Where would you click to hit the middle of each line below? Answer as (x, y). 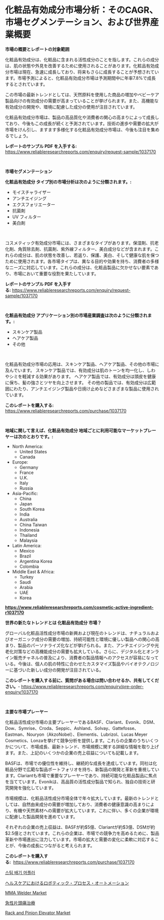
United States (33, 451)
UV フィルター (27, 217)
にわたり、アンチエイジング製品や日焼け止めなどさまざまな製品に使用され (84, 389)
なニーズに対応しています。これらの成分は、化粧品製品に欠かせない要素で (80, 267)
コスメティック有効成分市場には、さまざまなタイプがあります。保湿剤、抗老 (82, 243)
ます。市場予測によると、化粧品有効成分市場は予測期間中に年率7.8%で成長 (80, 78)
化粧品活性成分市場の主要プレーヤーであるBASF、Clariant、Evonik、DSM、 (81, 722)
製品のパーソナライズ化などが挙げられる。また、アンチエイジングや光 (88, 645)
